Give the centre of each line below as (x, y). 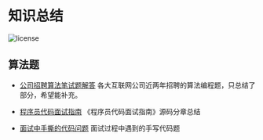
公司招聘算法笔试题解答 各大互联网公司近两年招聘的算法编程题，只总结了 (137, 85)
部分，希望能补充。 (51, 95)
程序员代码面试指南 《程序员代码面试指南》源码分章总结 (110, 111)
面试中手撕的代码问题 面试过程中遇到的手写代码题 (100, 128)
